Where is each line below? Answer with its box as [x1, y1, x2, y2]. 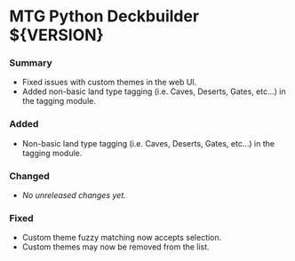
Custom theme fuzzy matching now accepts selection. [21, 233, 222, 243]
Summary [9, 57, 53, 69]
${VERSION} [9, 25, 104, 45]
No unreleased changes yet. [21, 190, 126, 201]
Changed [9, 170, 51, 182]
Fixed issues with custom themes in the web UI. [21, 77, 197, 88]
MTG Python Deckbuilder [9, 6, 200, 27]
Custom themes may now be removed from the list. [21, 241, 211, 252]
